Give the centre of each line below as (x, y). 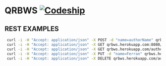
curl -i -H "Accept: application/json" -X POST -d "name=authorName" (80, 40)
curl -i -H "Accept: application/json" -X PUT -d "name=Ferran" (74, 54)
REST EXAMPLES (32, 29)
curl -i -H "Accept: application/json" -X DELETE (59, 58)
